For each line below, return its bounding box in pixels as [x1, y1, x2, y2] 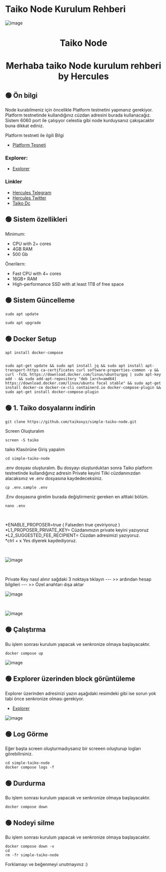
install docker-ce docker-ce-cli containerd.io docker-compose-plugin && [5, 385, 162, 390]
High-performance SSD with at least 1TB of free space [12, 281, 124, 287]
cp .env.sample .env [5, 485, 48, 490]
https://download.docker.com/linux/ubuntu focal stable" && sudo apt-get [5, 381, 162, 386]
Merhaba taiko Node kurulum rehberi [5, 60, 162, 72]
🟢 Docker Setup [5, 335, 57, 343]
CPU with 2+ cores [12, 241, 51, 247]
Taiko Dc [12, 200, 31, 206]
